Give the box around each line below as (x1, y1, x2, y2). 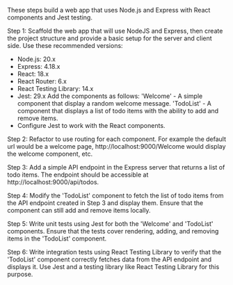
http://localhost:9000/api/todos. (7, 178, 99, 186)
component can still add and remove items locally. (7, 206, 151, 214)
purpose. (7, 270, 33, 278)
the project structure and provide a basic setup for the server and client (7, 34, 212, 42)
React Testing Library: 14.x (17, 85, 94, 92)
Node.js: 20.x (17, 55, 56, 63)
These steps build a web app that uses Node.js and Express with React (7, 6, 211, 14)
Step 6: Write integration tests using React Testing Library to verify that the (7, 248, 222, 256)
